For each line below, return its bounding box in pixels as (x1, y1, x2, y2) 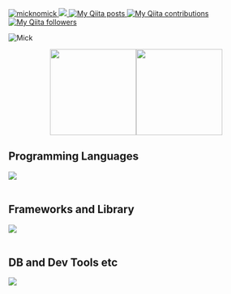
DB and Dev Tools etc (8, 256, 118, 270)
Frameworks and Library (8, 202, 135, 216)
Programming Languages (8, 150, 139, 164)
